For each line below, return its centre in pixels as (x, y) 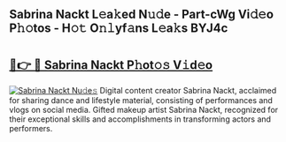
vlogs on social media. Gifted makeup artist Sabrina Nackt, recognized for (144, 110)
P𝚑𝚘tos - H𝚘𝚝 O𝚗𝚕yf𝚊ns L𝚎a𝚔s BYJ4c (119, 29)
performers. (31, 128)
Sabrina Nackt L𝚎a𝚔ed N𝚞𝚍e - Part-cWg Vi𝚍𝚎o (142, 15)
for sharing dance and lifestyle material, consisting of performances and (141, 100)
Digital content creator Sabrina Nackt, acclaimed (188, 90)
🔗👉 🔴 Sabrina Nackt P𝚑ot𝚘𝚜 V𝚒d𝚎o (111, 65)
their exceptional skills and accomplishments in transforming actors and (140, 119)
